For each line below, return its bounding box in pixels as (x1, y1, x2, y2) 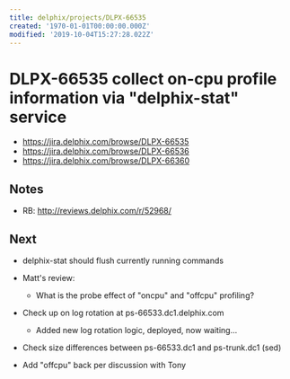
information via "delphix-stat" (9, 87, 240, 108)
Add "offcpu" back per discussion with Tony (22, 359, 187, 370)
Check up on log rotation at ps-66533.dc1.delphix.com (22, 307, 224, 318)
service (9, 107, 67, 127)
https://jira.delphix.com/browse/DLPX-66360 (22, 155, 190, 166)
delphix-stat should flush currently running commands (22, 255, 224, 266)
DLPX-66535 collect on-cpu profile (9, 68, 277, 89)
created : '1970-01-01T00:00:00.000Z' (9, 22, 151, 31)
